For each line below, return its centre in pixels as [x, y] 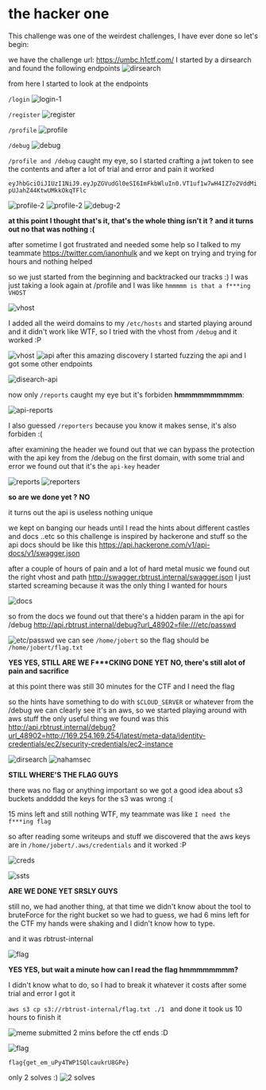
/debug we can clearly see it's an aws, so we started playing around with [128, 710]
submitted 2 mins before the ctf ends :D [103, 1032]
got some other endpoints [50, 363]
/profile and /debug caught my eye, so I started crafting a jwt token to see [131, 161]
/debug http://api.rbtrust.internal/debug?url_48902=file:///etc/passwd [122, 624]
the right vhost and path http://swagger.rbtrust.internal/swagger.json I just [129, 576]
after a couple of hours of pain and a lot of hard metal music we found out [129, 568]
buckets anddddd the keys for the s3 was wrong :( [91, 798]
